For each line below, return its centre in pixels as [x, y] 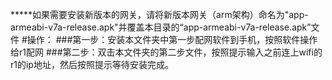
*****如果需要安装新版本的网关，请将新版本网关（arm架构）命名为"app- [159, 14]
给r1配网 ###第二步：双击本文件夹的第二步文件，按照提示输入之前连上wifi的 [166, 52]
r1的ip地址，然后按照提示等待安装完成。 [92, 64]
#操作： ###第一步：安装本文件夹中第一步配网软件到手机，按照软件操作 [169, 39]
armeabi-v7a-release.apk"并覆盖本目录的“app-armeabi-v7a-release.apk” [161, 27]
